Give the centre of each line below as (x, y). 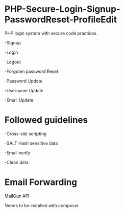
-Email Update (19, 100)
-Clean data (17, 162)
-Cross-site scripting (26, 134)
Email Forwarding (41, 182)
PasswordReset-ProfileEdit (61, 19)
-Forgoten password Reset (31, 71)
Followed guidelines (46, 120)
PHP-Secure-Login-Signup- (62, 9)
